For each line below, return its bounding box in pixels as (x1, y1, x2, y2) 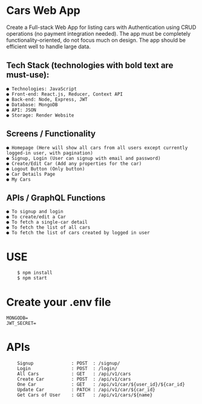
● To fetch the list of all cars (6, 225, 91, 231)
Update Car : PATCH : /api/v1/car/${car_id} (17, 387, 155, 393)
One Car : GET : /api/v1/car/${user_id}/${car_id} (17, 382, 186, 388)
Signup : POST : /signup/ (17, 361, 120, 367)
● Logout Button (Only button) (6, 165, 85, 172)
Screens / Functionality (6, 129, 96, 139)
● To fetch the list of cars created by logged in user (6, 230, 150, 236)
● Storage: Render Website (6, 112, 74, 118)
